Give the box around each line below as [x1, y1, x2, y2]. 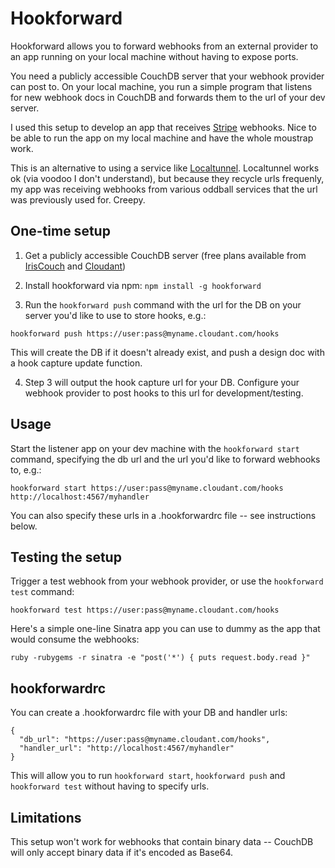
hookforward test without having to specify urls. [10, 780, 210, 792]
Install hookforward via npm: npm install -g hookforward [24, 279, 262, 291]
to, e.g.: [10, 463, 42, 476]
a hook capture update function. [10, 357, 143, 369]
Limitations [10, 809, 82, 826]
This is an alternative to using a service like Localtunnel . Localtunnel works [10, 162, 320, 174]
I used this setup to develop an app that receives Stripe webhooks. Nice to [10, 121, 317, 133]
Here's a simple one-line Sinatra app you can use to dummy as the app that [10, 623, 321, 635]
